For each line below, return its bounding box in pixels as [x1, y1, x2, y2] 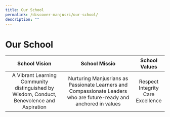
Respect [139, 78, 159, 85]
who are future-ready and [67, 94, 130, 101]
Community [20, 78, 49, 85]
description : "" [5, 17, 39, 22]
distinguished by [14, 85, 54, 92]
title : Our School [5, 7, 44, 13]
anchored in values [75, 100, 121, 107]
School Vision [17, 60, 52, 67]
